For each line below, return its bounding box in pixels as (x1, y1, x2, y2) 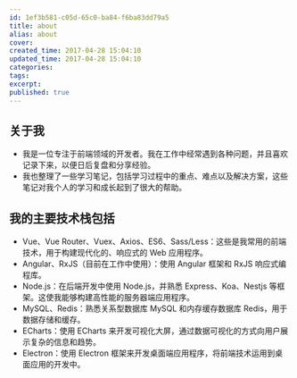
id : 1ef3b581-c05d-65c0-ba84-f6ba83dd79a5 (9, 13, 169, 22)
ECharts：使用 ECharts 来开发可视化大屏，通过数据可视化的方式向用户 (21, 325, 281, 336)
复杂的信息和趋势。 (29, 337, 101, 348)
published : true (9, 88, 70, 97)
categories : (9, 63, 54, 72)
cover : (9, 38, 34, 47)
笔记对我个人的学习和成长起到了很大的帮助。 (21, 182, 187, 193)
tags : (9, 71, 29, 80)
